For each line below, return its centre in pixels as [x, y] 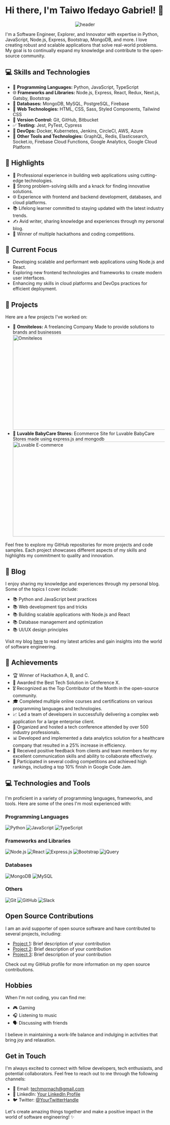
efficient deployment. [35, 289]
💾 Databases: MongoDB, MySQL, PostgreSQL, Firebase [71, 103]
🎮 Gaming [24, 1008]
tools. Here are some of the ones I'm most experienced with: [68, 804]
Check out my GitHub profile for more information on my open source [78, 964]
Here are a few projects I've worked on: [46, 317]
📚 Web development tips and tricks [50, 607]
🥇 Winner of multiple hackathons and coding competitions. [74, 234]
